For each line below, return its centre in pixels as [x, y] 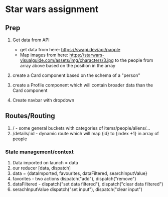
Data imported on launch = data [45, 163]
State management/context [39, 152]
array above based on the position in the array [68, 66]
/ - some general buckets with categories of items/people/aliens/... [81, 128]
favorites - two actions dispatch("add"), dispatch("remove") [74, 179]
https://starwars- [87, 55]
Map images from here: [44, 55]
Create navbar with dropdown [43, 100]
